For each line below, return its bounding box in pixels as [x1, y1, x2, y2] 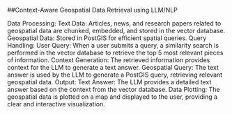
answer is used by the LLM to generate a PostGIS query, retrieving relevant [7, 70, 223, 79]
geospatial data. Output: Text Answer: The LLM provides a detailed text [7, 78, 212, 86]
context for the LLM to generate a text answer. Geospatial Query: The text [7, 64, 219, 71]
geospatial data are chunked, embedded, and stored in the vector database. [7, 27, 226, 35]
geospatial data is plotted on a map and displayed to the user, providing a [7, 93, 218, 101]
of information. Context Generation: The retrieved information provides [7, 56, 210, 64]
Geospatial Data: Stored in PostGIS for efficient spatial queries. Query [7, 34, 207, 42]
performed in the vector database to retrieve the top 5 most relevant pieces [7, 48, 224, 57]
